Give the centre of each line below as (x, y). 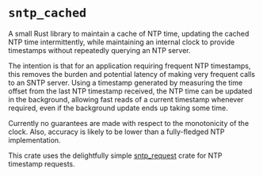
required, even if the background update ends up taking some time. (118, 108)
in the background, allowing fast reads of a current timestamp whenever (126, 99)
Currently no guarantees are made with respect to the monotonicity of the (129, 123)
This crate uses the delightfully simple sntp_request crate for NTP (116, 155)
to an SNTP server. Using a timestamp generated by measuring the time (126, 82)
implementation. (34, 140)
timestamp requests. (42, 163)
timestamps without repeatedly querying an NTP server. (100, 50)
